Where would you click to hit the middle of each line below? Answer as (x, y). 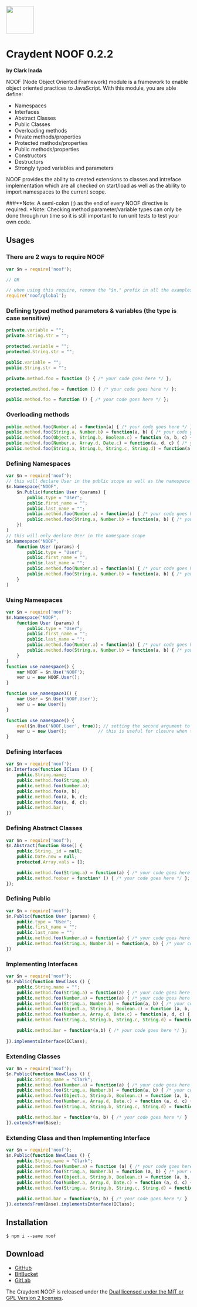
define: (15, 94)
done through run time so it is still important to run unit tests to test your (93, 215)
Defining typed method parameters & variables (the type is (91, 311)
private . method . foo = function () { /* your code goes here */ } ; (89, 378)
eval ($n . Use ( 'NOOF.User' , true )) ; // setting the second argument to (103, 726)
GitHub (23, 1268)
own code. (19, 222)
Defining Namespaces (38, 463)
